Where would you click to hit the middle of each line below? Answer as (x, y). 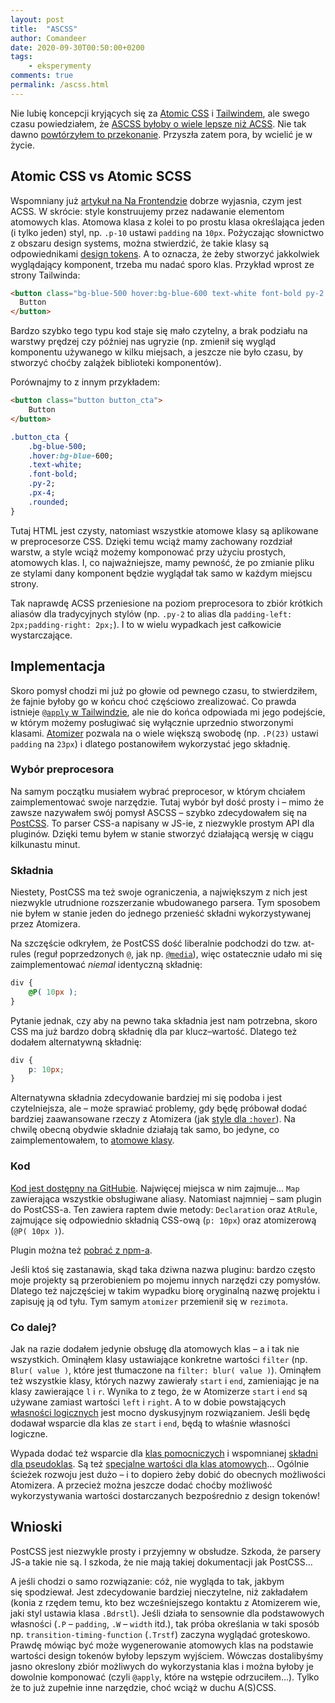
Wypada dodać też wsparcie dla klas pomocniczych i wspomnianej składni (164, 1453)
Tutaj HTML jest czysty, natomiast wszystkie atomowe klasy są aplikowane (164, 530)
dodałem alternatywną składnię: (76, 1042)
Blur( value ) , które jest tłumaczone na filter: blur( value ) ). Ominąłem (166, 1370)
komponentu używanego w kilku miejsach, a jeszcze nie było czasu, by (157, 352)
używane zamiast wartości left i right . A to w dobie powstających (148, 1402)
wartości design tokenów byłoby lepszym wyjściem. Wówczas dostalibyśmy (167, 1655)
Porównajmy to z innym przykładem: (85, 382)
